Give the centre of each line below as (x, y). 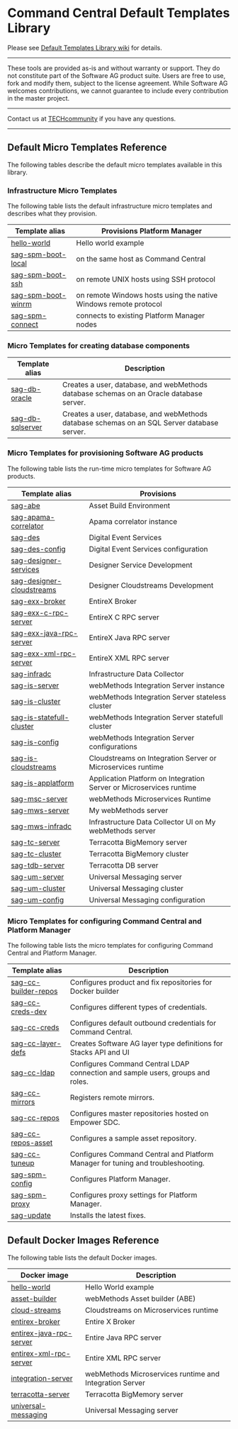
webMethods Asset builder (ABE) (140, 1299)
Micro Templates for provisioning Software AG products (106, 453)
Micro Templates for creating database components (98, 345)
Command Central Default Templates (119, 13)
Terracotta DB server (124, 865)
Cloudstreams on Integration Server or (153, 758)
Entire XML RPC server (123, 1357)
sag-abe (25, 505)
